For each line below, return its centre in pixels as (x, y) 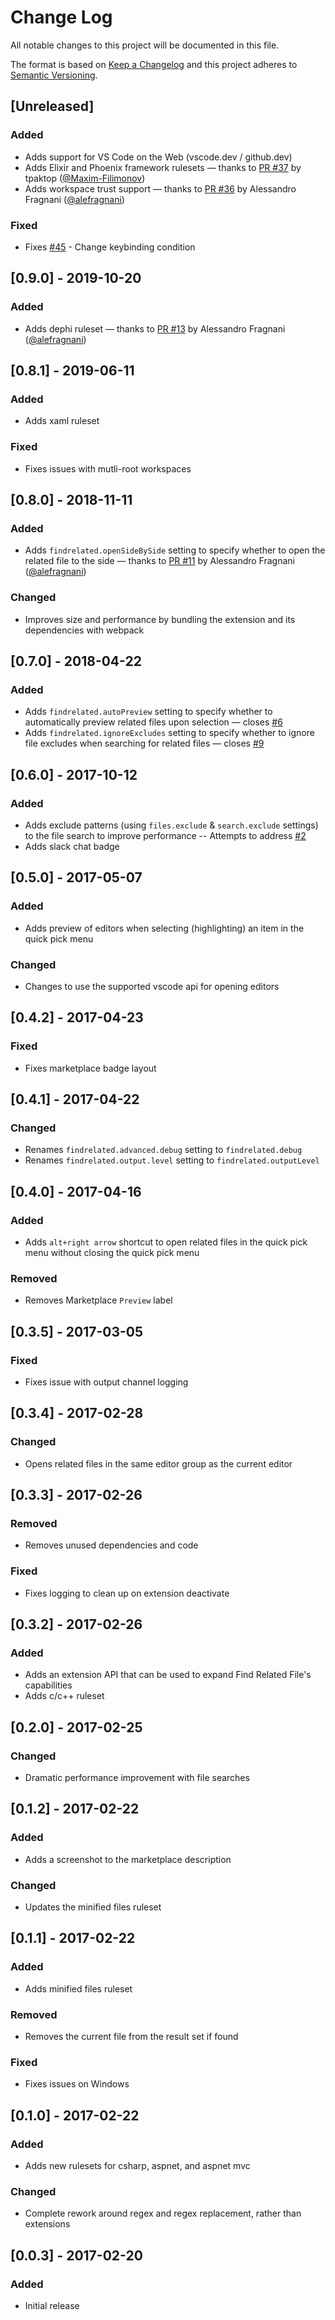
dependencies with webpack (84, 630)
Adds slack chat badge (72, 846)
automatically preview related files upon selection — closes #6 (153, 722)
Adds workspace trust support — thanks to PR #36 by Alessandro (160, 188)
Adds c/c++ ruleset (64, 1696)
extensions (47, 2224)
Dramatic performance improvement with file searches (137, 1778)
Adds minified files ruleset (78, 1988)
